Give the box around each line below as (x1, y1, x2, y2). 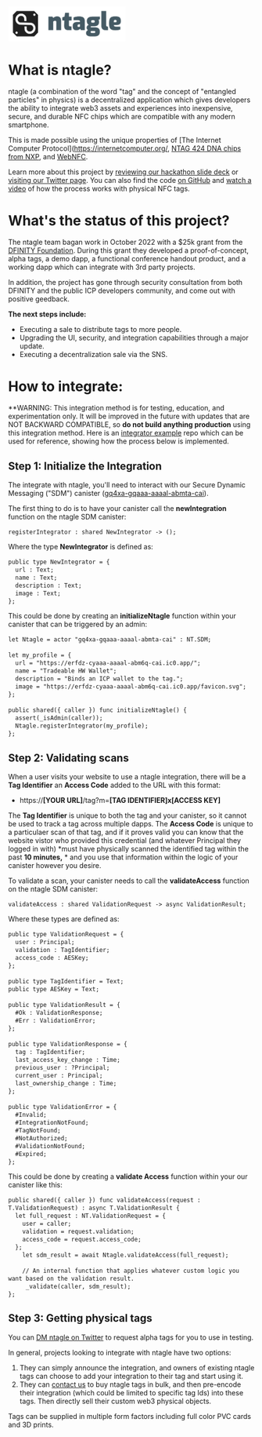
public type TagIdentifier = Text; (8, 977, 124, 985)
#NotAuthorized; (15, 1134, 68, 1142)
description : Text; (15, 582, 82, 590)
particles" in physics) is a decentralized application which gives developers (8, 95, 251, 104)
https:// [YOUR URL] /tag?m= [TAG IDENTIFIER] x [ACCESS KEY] (19, 795, 221, 804)
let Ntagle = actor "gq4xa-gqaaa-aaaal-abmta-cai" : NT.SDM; (8, 636, 212, 644)
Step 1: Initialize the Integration (8, 459, 163, 472)
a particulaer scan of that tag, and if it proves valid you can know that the (8, 827, 244, 837)
